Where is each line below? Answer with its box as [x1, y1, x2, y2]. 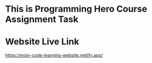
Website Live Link [5, 36, 79, 47]
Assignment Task [5, 14, 79, 25]
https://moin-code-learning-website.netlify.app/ [5, 52, 103, 58]
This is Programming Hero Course [5, 3, 148, 15]
